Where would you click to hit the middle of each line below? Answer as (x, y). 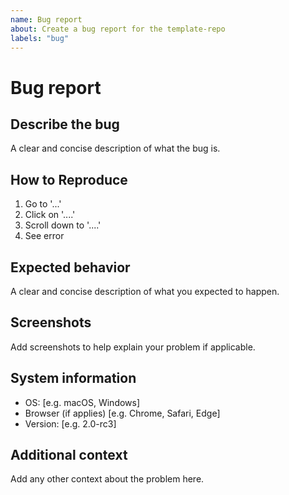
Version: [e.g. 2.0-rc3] (70, 423)
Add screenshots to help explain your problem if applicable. (133, 347)
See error (44, 236)
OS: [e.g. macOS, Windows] (82, 402)
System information (73, 378)
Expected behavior (70, 267)
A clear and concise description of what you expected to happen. (145, 291)
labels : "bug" (40, 38)
